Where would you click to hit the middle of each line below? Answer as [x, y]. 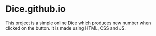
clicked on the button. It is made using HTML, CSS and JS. [66, 28]
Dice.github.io [36, 9]
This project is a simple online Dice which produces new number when [78, 23]
